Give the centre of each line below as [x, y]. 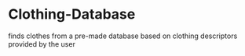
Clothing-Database [72, 14]
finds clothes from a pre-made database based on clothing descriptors [123, 36]
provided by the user [42, 44]
